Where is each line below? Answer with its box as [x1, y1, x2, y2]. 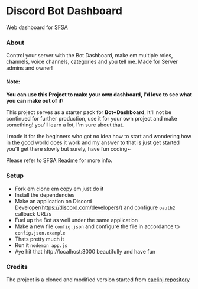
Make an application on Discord [14, 197, 92, 204]
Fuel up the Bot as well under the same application [14, 216, 138, 223]
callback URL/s [14, 210, 52, 217]
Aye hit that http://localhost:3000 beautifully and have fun [14, 248, 155, 255]
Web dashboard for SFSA [6, 24, 68, 31]
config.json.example [14, 230, 66, 236]
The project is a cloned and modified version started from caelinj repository [6, 276, 190, 283]
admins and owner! [6, 64, 53, 72]
